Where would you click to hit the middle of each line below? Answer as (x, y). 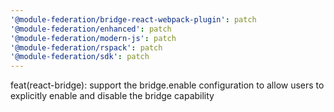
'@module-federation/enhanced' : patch (91, 29)
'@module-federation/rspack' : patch (86, 47)
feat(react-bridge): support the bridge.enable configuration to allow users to (167, 85)
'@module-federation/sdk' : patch (80, 57)
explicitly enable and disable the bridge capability (112, 96)
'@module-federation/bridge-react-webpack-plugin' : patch (133, 19)
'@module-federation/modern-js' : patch (93, 38)
